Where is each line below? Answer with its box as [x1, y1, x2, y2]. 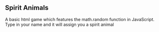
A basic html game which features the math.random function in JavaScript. [5, 16, 155, 22]
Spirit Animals [5, 4, 48, 12]
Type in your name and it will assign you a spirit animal [5, 21, 114, 27]
